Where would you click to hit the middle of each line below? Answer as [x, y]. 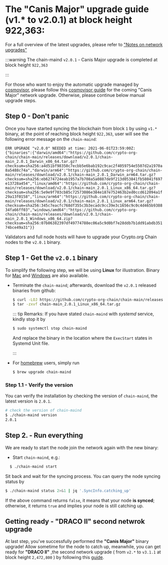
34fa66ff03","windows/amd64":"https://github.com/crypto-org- [71, 210]
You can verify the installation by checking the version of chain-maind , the [81, 396]
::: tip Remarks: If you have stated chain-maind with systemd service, [83, 314]
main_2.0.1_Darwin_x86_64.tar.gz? [41, 161]
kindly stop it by [29, 319]
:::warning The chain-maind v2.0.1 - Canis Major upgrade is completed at [81, 59]
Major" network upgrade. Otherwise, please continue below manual [75, 95]
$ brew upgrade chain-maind [42, 372]
